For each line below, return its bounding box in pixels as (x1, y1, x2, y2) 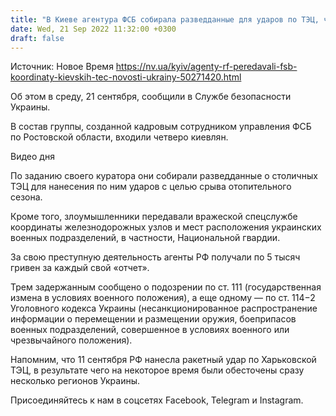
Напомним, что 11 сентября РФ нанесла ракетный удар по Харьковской (10, 354, 317, 366)
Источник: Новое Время (10, 61, 114, 73)
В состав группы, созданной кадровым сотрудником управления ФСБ (10, 121, 312, 133)
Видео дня (10, 151, 55, 163)
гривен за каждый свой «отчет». (10, 262, 150, 274)
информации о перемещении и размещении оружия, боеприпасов (10, 313, 297, 325)
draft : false (10, 33, 65, 43)
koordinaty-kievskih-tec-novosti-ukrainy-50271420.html (10, 71, 242, 83)
